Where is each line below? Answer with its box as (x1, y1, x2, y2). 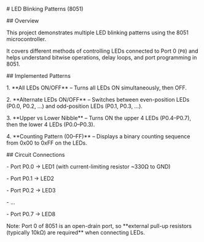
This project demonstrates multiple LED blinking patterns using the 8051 (6, 29, 189, 36)
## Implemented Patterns (6, 72, 71, 79)
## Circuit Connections (6, 151, 65, 158)
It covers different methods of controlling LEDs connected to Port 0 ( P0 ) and (6, 47, 198, 55)
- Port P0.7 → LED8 (6, 211, 56, 217)
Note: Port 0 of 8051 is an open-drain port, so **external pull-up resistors (6, 222, 192, 229)
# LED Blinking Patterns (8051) (6, 6, 84, 12)
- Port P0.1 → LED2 (6, 175, 54, 182)
